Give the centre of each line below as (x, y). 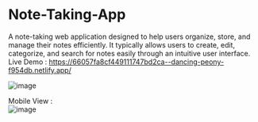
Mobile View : (31, 101)
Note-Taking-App (67, 15)
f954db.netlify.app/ (40, 70)
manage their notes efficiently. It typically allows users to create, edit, (122, 44)
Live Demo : (28, 62)
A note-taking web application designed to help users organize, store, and (129, 36)
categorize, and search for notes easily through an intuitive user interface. (129, 53)
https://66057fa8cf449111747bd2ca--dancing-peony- (137, 62)
